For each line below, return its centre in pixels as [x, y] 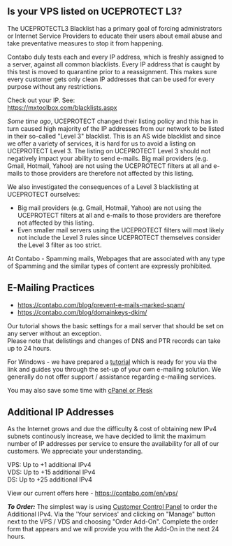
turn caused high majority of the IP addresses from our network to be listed [116, 128]
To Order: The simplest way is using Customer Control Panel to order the [113, 507]
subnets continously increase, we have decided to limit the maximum [107, 436]
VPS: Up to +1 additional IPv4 [49, 465]
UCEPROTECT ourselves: [44, 194]
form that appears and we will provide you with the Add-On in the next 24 [113, 529]
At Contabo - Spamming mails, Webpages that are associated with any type [116, 258]
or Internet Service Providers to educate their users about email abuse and [115, 36]
